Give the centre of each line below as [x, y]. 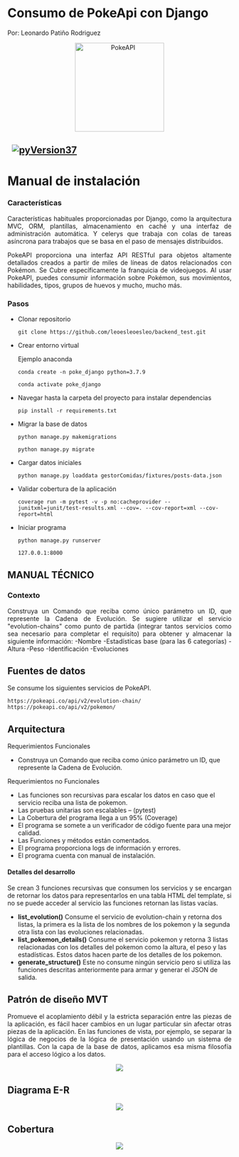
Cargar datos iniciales [49, 463]
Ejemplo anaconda [45, 359]
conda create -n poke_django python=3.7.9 [81, 372]
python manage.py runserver [59, 541]
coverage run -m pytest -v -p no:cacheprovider [89, 502]
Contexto [24, 595]
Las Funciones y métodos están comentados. [84, 841]
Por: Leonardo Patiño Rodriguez [54, 33]
